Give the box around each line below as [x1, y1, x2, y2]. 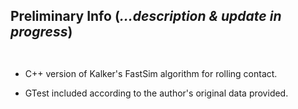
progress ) [10, 24, 73, 41]
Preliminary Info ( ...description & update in [10, 8, 282, 25]
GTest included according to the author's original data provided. [24, 87, 289, 99]
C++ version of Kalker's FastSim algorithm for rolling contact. [24, 67, 278, 79]
